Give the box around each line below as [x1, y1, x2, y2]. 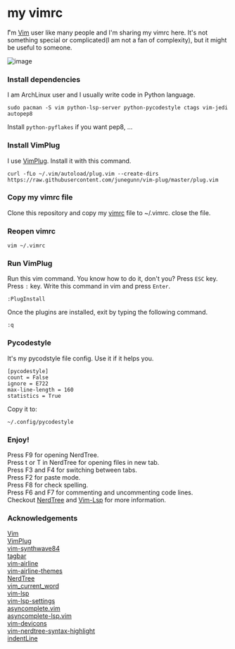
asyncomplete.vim [7, 605, 61, 613]
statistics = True [7, 392, 61, 399]
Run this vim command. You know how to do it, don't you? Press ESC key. [7, 274, 218, 283]
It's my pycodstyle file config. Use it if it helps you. [7, 354, 154, 363]
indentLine [7, 634, 38, 643]
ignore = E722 [7, 380, 49, 387]
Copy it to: [7, 404, 37, 413]
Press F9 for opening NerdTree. [7, 451, 99, 459]
